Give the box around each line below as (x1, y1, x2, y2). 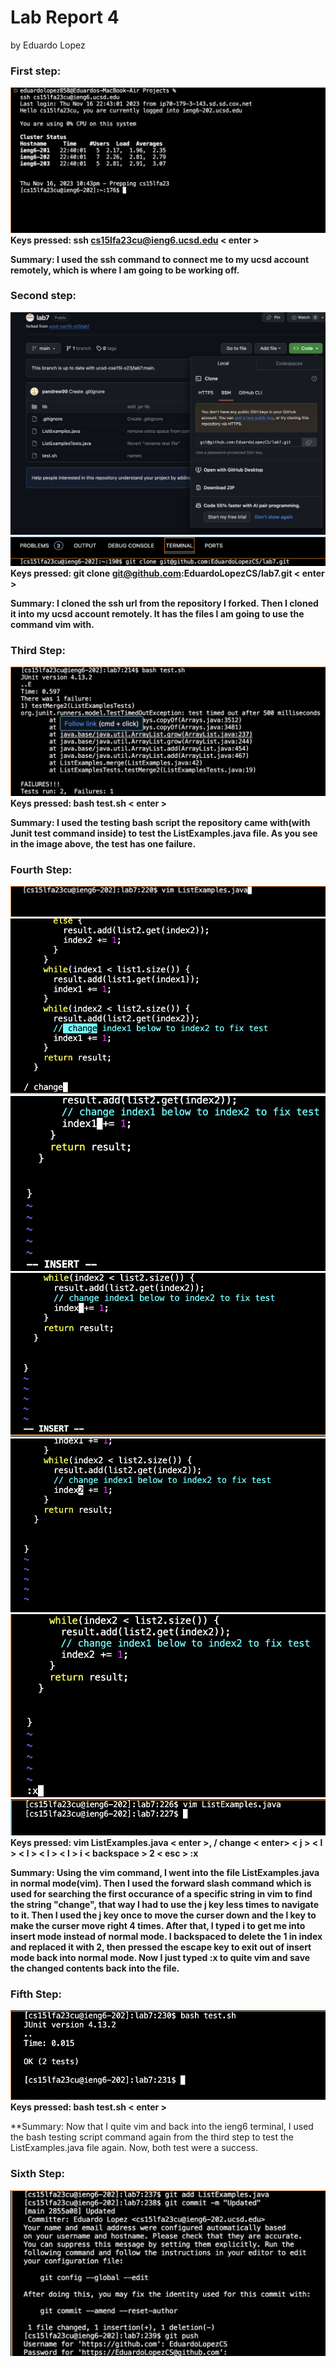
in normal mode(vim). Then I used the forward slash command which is (10, 1877, 312, 1889)
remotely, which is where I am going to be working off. (10, 264, 240, 276)
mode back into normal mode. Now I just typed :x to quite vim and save (10, 1951, 311, 1963)
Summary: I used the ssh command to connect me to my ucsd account (10, 253, 310, 265)
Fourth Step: (10, 862, 73, 876)
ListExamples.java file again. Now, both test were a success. (10, 2142, 258, 2154)
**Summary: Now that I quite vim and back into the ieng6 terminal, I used (10, 2121, 314, 2133)
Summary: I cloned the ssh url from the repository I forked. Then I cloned (10, 597, 319, 609)
